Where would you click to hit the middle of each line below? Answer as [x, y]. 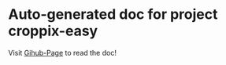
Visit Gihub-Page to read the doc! [62, 52]
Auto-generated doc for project [113, 14]
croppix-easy [53, 31]
